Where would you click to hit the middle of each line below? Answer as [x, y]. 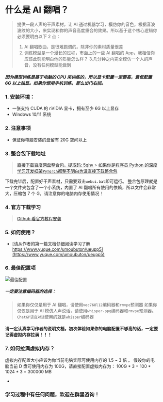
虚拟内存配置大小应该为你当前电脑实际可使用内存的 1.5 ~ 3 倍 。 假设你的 [78, 360]
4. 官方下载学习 [23, 207]
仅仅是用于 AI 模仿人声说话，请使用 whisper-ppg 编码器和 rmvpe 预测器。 [86, 310]
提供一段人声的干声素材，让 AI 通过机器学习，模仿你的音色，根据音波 [86, 24]
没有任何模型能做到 [52, 65]
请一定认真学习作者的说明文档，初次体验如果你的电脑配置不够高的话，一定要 [81, 329]
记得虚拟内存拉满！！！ [28, 335]
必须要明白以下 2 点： [39, 36]
